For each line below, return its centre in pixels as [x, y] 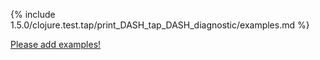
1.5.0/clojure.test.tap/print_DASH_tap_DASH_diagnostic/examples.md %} [160, 25]
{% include [33, 14]
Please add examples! [56, 44]
